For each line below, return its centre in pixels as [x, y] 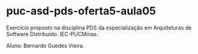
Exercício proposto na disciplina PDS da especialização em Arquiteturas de [99, 28]
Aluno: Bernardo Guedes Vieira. [45, 46]
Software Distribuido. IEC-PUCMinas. [52, 34]
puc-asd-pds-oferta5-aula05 [81, 11]
